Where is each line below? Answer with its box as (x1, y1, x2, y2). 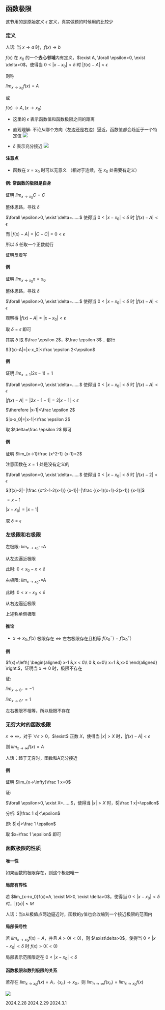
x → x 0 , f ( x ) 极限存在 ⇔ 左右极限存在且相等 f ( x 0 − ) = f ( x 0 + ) (12, 634, 132, 643)
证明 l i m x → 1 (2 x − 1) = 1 (5, 370, 53, 377)
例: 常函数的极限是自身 (5, 180, 51, 186)
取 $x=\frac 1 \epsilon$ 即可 (5, 832, 61, 837)
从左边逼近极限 (5, 555, 36, 562)
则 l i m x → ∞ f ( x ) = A (5, 744, 44, 751)
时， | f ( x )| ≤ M (5, 901, 34, 907)
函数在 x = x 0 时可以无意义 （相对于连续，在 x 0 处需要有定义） (12, 167, 139, 174)
